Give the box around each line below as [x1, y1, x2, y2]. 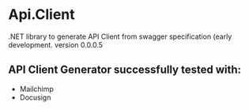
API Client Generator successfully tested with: [8, 63, 242, 77]
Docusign [19, 93, 51, 102]
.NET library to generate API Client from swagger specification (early [8, 32, 232, 41]
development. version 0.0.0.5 [8, 40, 104, 49]
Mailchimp [19, 84, 54, 93]
